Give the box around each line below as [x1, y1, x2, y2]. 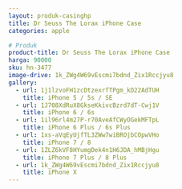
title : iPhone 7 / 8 [22, 138, 91, 146]
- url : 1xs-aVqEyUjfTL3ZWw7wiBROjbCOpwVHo [15, 131, 160, 139]
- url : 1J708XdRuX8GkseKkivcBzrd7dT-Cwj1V [15, 101, 160, 109]
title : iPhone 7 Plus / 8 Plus [22, 154, 127, 162]
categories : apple [8, 27, 70, 35]
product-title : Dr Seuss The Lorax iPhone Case [8, 49, 171, 57]
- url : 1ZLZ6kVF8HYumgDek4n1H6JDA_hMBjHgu [15, 146, 160, 154]
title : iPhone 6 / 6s [22, 109, 95, 117]
